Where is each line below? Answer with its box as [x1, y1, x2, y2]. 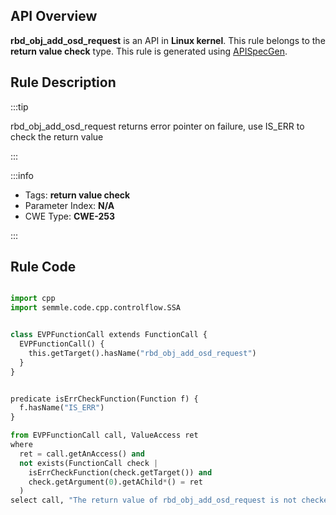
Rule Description [10, 74, 117, 91]
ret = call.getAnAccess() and [19, 449, 145, 459]
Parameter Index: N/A [24, 199, 115, 211]
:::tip [10, 100, 29, 113]
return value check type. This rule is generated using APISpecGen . [10, 45, 288, 57]
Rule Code [10, 259, 77, 276]
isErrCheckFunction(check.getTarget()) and [28, 467, 213, 478]
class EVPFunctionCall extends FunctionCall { [10, 330, 208, 340]
